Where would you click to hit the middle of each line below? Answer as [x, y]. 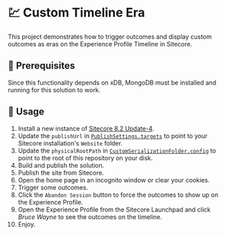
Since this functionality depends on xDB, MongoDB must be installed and [112, 82]
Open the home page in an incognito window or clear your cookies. [114, 180]
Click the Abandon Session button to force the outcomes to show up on [118, 195]
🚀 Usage [26, 112]
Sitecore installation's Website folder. [70, 143]
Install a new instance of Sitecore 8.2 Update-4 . [86, 128]
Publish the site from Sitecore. [61, 173]
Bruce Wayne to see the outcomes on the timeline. [90, 217]
